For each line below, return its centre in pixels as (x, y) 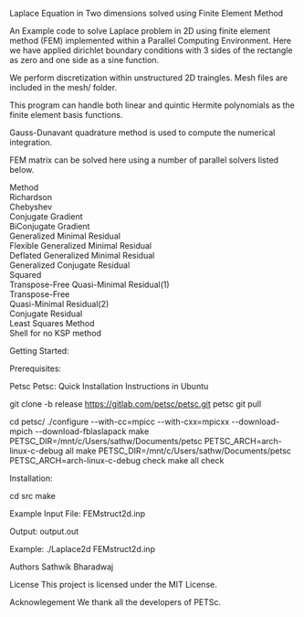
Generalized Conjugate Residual (70, 265)
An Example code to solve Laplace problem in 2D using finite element (140, 31)
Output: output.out (44, 531)
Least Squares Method (52, 323)
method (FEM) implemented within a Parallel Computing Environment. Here (151, 41)
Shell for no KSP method (56, 333)
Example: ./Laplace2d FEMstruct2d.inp (82, 549)
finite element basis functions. (66, 115)
